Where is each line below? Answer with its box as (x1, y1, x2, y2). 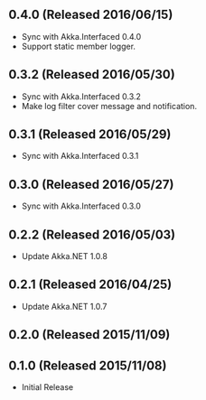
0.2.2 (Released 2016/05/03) (8, 227, 176, 242)
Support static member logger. (21, 41, 136, 51)
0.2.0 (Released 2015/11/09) (8, 327, 171, 342)
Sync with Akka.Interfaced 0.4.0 (21, 31, 142, 42)
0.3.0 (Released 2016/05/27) (8, 176, 174, 192)
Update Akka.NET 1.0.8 (21, 251, 108, 262)
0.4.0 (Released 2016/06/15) (8, 7, 173, 23)
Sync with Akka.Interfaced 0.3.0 (21, 200, 142, 211)
